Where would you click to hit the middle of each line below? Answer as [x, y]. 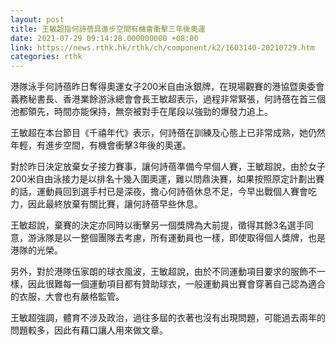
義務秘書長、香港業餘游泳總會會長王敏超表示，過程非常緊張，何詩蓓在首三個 [168, 99]
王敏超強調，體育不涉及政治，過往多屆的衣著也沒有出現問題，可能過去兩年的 [168, 318]
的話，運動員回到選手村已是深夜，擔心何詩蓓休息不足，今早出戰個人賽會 [159, 192]
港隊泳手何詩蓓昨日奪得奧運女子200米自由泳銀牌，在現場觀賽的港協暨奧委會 [167, 87]
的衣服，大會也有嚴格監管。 [67, 297]
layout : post [37, 19]
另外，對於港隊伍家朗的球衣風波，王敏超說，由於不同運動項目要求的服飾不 [163, 272]
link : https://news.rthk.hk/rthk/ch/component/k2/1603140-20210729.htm [162, 47]
